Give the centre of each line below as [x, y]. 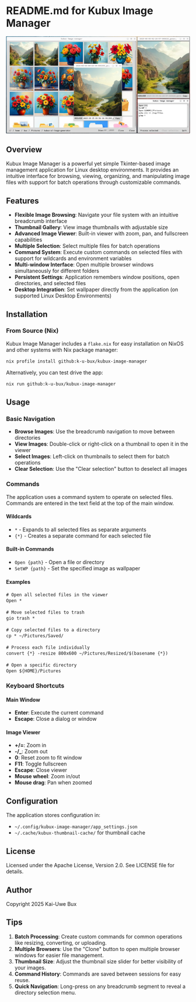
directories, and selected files [50, 283]
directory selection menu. [45, 992]
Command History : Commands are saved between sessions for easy [98, 974]
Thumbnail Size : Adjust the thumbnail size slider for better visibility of [98, 961]
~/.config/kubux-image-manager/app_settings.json [76, 827]
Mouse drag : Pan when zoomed [53, 782]
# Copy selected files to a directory [53, 630]
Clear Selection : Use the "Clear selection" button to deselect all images [101, 469]
